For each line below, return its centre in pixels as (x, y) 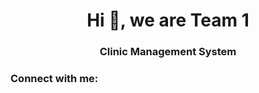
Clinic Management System (168, 52)
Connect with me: (54, 79)
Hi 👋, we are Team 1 (168, 20)
